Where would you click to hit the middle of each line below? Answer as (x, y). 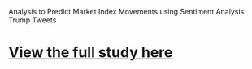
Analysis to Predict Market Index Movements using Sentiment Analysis (126, 12)
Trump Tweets (33, 20)
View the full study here (91, 53)
